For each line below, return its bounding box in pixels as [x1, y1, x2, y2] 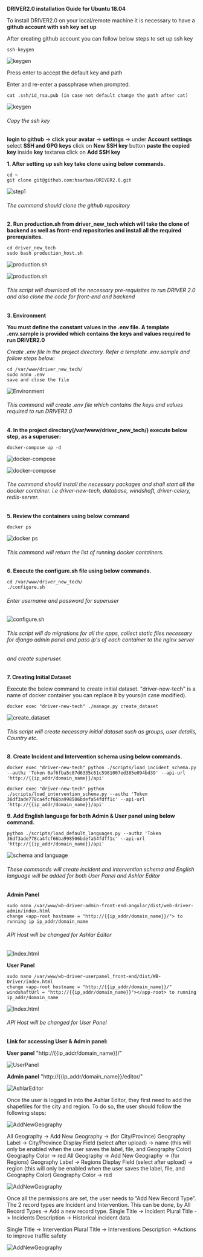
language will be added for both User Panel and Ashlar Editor [7, 872, 161, 879]
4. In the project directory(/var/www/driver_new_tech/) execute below [7, 426, 188, 433]
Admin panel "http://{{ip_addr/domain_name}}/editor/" [7, 1073, 143, 1080]
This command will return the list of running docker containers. [7, 548, 164, 556]
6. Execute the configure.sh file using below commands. [7, 567, 152, 574]
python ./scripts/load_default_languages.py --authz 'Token [7, 830, 162, 837]
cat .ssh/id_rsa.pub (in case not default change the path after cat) [7, 93, 188, 99]
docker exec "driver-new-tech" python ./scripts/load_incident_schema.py [7, 765, 197, 771]
